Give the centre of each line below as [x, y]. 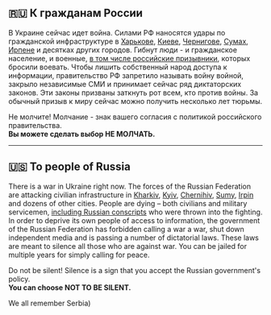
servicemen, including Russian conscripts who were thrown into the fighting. [135, 212]
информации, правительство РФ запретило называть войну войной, [126, 75]
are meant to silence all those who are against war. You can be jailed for [128, 246]
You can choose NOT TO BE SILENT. [70, 287]
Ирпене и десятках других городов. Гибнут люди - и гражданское [123, 50]
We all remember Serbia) [50, 303]
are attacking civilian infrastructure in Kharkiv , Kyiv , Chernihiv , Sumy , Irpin [131, 195]
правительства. [35, 125]
